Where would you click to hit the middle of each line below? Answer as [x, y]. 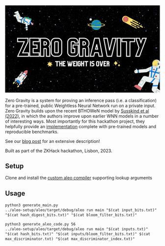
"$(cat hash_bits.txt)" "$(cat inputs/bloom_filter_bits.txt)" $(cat [78, 234]
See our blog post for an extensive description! [53, 141]
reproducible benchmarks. [32, 132]
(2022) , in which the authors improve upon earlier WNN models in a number [82, 116]
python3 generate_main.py [31, 205]
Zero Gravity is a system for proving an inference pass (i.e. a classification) [81, 100]
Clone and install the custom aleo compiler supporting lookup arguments [79, 178]
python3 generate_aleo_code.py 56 [41, 224]
